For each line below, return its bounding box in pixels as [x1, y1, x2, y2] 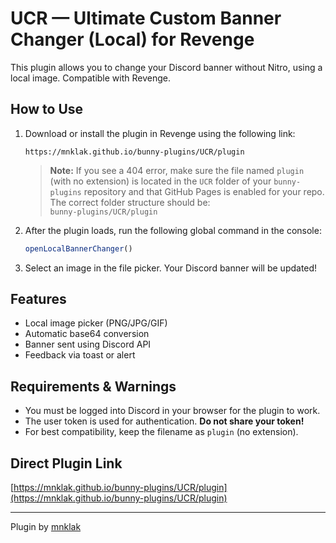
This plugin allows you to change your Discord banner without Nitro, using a [10, 61, 323, 73]
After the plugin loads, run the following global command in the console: [24, 224, 322, 236]
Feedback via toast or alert [24, 349, 136, 361]
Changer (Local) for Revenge [10, 28, 255, 51]
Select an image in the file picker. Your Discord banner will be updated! [24, 262, 318, 274]
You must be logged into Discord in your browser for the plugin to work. [24, 405, 321, 417]
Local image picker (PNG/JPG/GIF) [24, 317, 168, 329]
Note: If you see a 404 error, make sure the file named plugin [49, 164, 305, 176]
